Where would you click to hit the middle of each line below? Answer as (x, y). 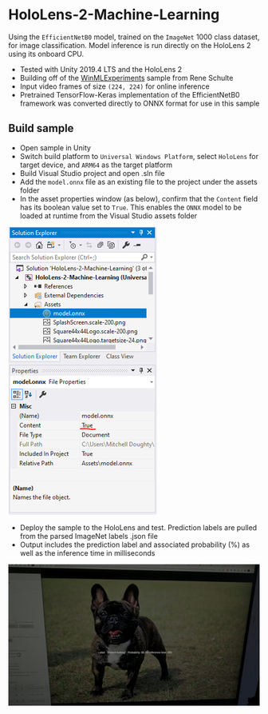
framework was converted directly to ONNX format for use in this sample (140, 103)
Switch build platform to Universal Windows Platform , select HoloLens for (139, 156)
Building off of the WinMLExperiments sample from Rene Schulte (126, 78)
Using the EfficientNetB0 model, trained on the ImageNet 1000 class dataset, (134, 37)
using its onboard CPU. (46, 54)
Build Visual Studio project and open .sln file (92, 173)
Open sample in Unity (55, 148)
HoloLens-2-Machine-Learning (114, 15)
